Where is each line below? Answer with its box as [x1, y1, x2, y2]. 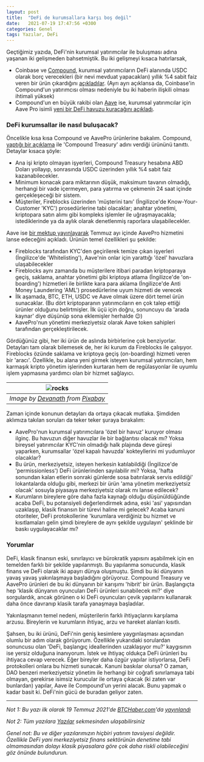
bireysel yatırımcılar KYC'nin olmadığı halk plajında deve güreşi [15, 441, 172, 449]
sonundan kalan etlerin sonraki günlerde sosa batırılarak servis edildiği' [15, 474, 193, 481]
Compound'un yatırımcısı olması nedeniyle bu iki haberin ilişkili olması [15, 86, 190, 93]
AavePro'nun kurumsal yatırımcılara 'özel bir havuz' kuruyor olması [15, 428, 182, 436]
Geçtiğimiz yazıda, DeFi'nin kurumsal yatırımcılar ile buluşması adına [6, 48, 177, 55]
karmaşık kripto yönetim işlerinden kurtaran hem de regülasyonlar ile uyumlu [6, 363, 198, 371]
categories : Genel [6, 26, 53, 32]
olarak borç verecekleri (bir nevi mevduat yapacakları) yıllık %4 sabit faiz [15, 73, 197, 80]
